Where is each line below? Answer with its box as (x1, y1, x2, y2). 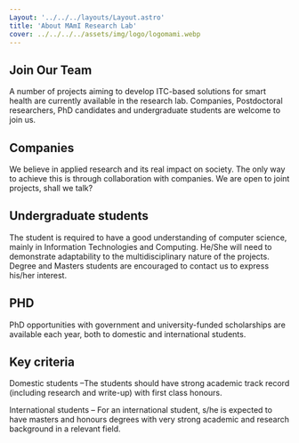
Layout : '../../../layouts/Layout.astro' (9, 12, 166, 22)
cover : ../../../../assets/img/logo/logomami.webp (9, 29, 201, 38)
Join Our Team (9, 62, 93, 77)
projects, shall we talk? (9, 183, 93, 193)
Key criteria (9, 355, 76, 370)
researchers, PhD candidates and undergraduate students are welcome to (9, 105, 281, 116)
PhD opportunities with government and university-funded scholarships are (9, 319, 287, 330)
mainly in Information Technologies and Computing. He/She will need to (9, 241, 272, 252)
